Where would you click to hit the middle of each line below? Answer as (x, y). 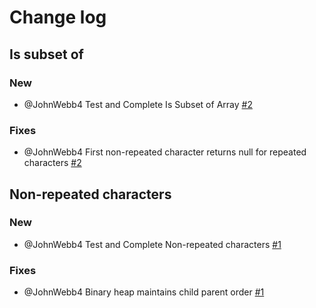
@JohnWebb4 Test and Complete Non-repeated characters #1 (152, 244)
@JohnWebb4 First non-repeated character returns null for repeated (165, 152)
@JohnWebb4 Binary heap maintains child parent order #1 (144, 292)
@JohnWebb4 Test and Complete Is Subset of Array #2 (138, 104)
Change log (58, 17)
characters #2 (52, 163)
